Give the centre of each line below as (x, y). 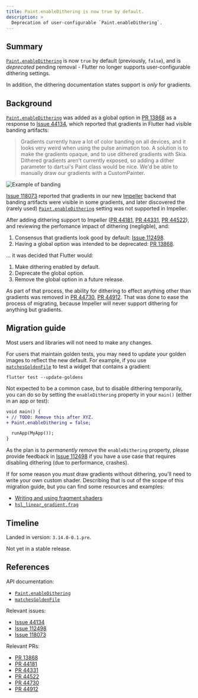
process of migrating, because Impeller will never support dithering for (92, 303)
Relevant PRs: (23, 646)
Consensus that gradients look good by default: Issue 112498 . (90, 238)
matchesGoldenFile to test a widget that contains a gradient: (79, 366)
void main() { (24, 411)
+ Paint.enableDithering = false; (49, 423)
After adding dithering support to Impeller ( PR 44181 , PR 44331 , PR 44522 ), (98, 220)
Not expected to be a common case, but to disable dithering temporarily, (95, 388)
